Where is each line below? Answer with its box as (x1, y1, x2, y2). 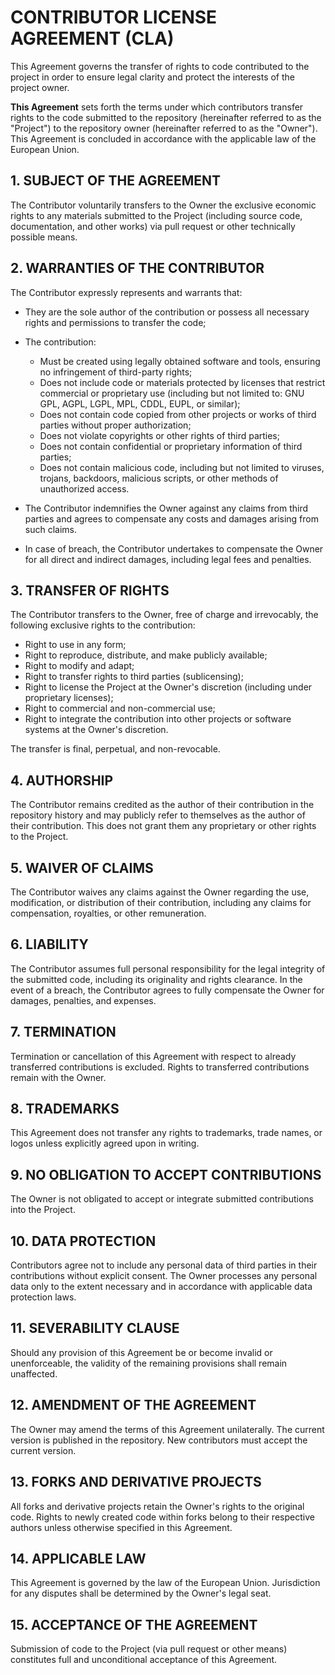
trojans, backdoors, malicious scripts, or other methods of (39, 472, 279, 484)
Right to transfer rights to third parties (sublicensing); (24, 671, 244, 683)
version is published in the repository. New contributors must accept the (10, 1434, 308, 1446)
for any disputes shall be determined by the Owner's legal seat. (10, 1587, 272, 1600)
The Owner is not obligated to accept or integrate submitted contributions (10, 1193, 314, 1205)
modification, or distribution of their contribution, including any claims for (10, 897, 312, 908)
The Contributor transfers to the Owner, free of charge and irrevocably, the (10, 609, 319, 621)
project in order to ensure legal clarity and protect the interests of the (10, 71, 295, 83)
